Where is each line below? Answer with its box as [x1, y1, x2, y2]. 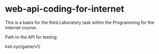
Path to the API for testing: [5, 34, 58, 40]
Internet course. [5, 24, 37, 30]
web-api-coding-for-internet [5, 3, 124, 15]
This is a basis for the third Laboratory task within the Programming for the [5, 19, 155, 25]
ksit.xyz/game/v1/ [5, 43, 40, 49]
